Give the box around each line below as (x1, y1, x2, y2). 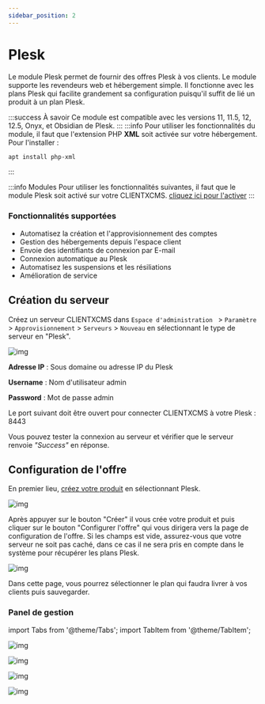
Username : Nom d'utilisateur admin (8, 377, 127, 387)
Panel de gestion (8, 607, 74, 618)
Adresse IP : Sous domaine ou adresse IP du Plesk (8, 361, 173, 372)
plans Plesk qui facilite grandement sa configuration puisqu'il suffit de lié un (8, 89, 256, 98)
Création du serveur (8, 293, 109, 307)
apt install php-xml (8, 153, 77, 161)
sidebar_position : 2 (8, 11, 77, 20)
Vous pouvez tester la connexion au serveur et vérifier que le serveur (8, 432, 234, 441)
